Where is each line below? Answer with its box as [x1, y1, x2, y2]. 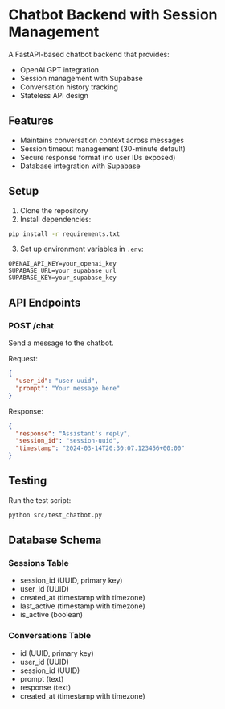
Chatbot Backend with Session [8, 6, 219, 24]
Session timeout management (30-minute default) [19, 143, 186, 154]
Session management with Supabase [19, 73, 143, 83]
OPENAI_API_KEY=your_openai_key [8, 260, 117, 268]
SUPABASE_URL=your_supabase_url [8, 267, 117, 275]
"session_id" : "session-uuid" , [15, 437, 121, 445]
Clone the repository [19, 205, 88, 215]
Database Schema [8, 534, 102, 547]
